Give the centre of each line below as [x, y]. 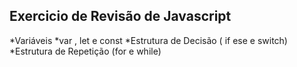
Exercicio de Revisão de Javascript [120, 16]
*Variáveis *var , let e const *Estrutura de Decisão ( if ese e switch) [148, 40]
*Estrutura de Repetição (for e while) [85, 51]
